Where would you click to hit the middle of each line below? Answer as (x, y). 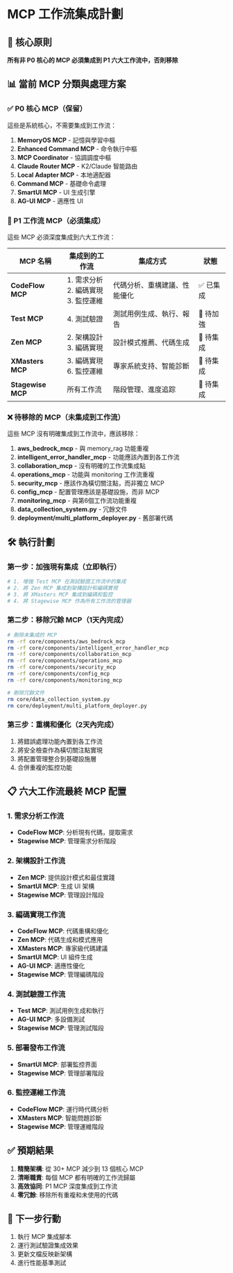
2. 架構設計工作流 (36, 861)
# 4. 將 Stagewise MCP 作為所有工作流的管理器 (69, 601)
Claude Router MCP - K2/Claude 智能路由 (77, 166)
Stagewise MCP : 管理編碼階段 (60, 974)
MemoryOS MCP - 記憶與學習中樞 (66, 140)
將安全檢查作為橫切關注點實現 (60, 750)
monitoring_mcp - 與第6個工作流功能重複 (77, 501)
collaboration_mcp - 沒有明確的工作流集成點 (81, 466)
